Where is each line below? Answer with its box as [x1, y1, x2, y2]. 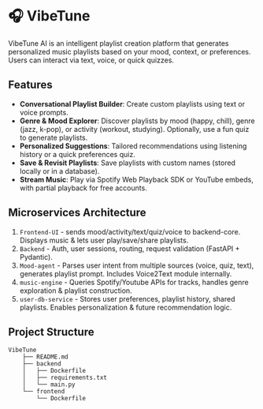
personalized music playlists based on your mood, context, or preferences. [8, 47, 251, 56]
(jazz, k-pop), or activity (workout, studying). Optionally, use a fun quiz [19, 124, 250, 133]
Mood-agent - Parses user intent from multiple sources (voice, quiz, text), [19, 261, 254, 270]
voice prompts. [19, 107, 69, 117]
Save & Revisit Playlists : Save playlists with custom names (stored [19, 158, 236, 167]
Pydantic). [19, 252, 53, 261]
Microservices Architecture [8, 206, 147, 220]
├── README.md [22, 353, 69, 361]
